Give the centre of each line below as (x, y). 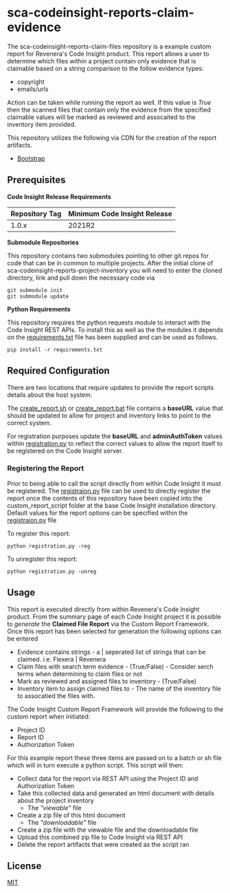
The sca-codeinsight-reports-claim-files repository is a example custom (109, 46)
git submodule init (35, 290)
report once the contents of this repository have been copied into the (105, 498)
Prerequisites (36, 180)
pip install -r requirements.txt (55, 349)
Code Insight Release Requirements (59, 196)
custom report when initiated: (49, 716)
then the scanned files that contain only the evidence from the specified (109, 110)
